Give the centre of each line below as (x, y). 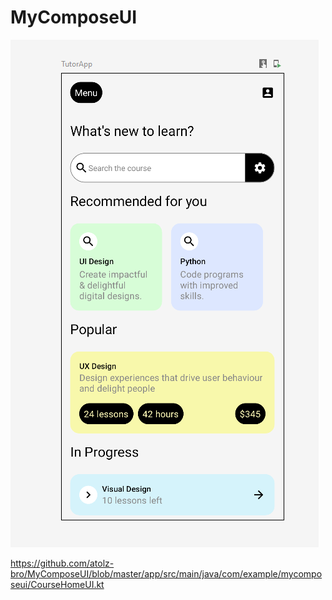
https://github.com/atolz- (62, 563)
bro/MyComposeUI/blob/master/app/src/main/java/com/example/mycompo (166, 573)
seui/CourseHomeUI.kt (57, 584)
